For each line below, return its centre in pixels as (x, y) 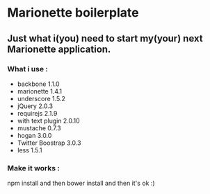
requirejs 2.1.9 (37, 113)
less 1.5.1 (30, 150)
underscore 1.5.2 (41, 98)
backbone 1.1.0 (39, 84)
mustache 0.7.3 (39, 128)
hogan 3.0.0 (34, 135)
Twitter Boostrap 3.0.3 (49, 143)
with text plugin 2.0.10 (48, 121)
